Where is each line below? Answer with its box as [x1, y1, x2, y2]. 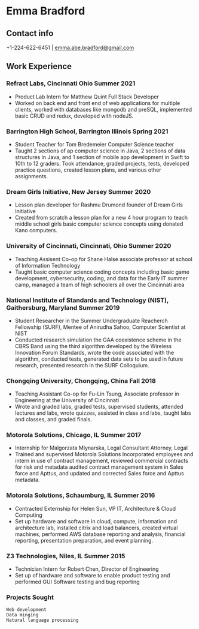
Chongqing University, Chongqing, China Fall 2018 [6, 376, 157, 385]
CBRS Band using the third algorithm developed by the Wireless [14, 342, 172, 349]
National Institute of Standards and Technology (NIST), [6, 296, 169, 304]
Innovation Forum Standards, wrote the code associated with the [14, 349, 174, 356]
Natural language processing [6, 617, 79, 624]
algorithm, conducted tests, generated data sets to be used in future [14, 355, 183, 363]
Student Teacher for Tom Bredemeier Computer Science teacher [14, 140, 174, 148]
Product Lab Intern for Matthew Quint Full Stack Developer [14, 93, 160, 100]
